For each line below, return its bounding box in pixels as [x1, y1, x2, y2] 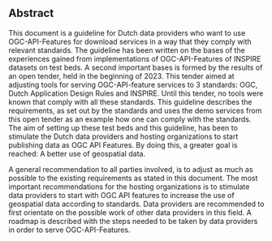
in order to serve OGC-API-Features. [8, 225, 131, 235]
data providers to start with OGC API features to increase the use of [8, 190, 235, 200]
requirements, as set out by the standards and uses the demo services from [8, 105, 262, 115]
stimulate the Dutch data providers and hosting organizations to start [8, 131, 239, 141]
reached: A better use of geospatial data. [8, 148, 146, 158]
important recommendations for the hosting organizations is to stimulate [8, 182, 250, 192]
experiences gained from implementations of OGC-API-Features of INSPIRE [8, 54, 261, 63]
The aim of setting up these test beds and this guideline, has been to [8, 123, 238, 132]
